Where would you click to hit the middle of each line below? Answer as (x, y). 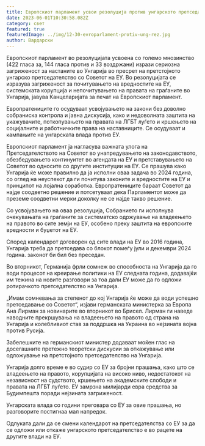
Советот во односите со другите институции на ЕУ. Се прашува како (96, 166)
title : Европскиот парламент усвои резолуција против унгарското (91, 12)
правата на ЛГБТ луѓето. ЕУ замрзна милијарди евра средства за (92, 387)
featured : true (26, 29)
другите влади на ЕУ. (34, 436)
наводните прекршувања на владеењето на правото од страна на (93, 318)
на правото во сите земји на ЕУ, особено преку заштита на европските (99, 223)
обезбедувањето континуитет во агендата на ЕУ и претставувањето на (99, 159)
